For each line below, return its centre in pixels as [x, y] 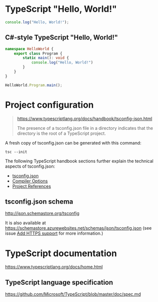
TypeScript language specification [59, 282]
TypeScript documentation [61, 253]
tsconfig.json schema [39, 201]
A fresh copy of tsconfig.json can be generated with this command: [73, 143]
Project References [32, 186]
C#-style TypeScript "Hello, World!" [62, 38]
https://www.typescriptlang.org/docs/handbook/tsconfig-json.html [85, 119]
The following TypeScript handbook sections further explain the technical [79, 161]
